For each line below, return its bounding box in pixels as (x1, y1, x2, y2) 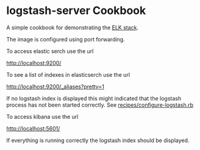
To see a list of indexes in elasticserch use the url (6, 71, 130, 78)
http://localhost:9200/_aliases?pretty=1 (6, 83, 105, 90)
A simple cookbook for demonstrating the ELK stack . (6, 24, 139, 31)
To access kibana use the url (6, 113, 79, 120)
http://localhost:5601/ (6, 124, 60, 132)
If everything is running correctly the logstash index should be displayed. (6, 137, 190, 144)
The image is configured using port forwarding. (6, 35, 125, 43)
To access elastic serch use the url (6, 47, 94, 55)
